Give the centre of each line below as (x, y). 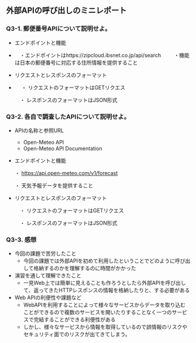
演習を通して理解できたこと (48, 275)
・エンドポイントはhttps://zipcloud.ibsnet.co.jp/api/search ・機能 (105, 55)
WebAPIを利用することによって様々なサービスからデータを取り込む (104, 305)
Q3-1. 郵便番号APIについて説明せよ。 (59, 29)
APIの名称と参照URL (39, 130)
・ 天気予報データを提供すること (54, 185)
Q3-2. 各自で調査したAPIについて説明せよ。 (68, 116)
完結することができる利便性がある (75, 320)
